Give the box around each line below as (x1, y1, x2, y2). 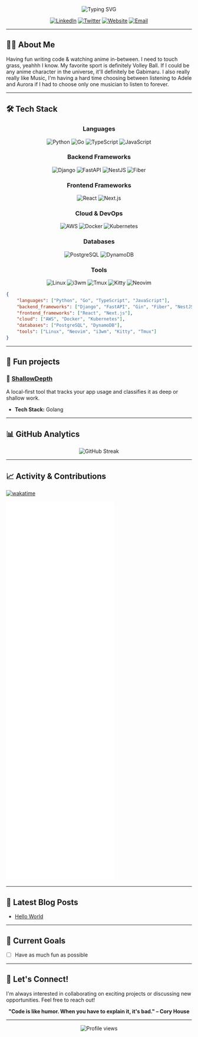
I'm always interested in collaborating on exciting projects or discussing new (6, 990, 192, 997)
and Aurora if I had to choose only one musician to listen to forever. (6, 80, 169, 88)
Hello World (14, 913, 44, 920)
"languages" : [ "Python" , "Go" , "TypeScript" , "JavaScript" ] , (16, 297, 170, 303)
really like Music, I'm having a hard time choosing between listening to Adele (6, 74, 192, 82)
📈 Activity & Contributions (6, 471, 107, 481)
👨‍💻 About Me (6, 40, 55, 50)
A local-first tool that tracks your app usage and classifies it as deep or (6, 388, 179, 395)
